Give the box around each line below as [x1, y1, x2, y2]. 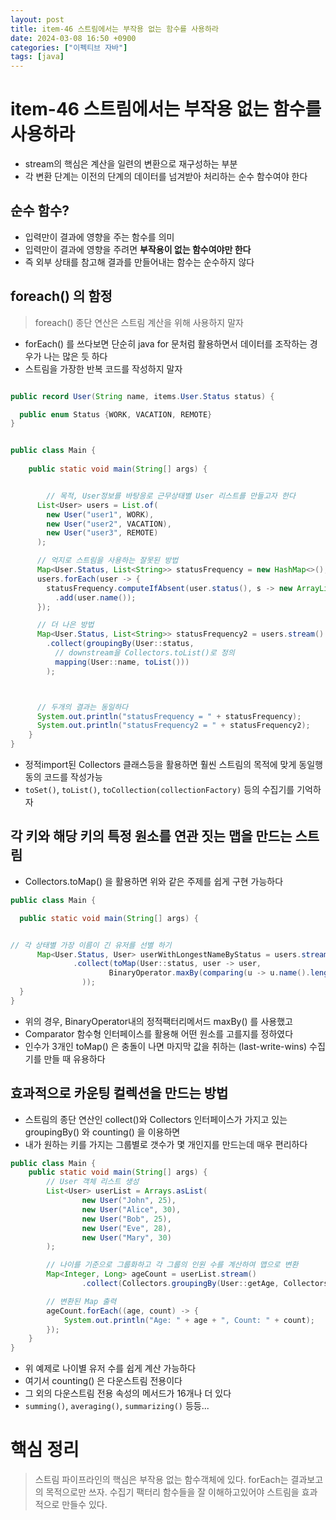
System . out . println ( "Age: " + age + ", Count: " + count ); [63, 1315, 315, 1325]
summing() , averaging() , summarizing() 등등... [24, 1400, 210, 1412]
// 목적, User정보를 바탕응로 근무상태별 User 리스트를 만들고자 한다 [46, 491, 296, 501]
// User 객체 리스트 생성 [46, 1177, 140, 1187]
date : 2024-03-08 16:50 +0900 [10, 33, 137, 43]
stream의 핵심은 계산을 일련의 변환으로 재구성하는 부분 [24, 158, 238, 170]
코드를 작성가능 [43, 771, 103, 783]
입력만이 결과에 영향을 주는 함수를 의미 [24, 231, 175, 243]
